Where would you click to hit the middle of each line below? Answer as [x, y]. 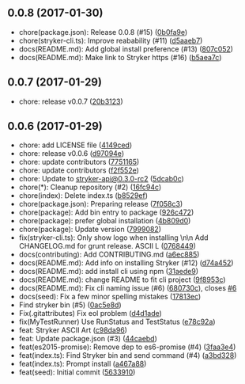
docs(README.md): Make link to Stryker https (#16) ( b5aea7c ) [120, 57]
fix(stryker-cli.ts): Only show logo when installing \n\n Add [113, 238]
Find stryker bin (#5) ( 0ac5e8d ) [70, 305]
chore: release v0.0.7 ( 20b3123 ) [71, 101]
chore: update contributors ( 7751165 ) [79, 162]
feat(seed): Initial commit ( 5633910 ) [77, 372]
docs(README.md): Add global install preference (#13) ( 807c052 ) [126, 49]
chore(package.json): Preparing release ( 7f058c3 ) [101, 204]
